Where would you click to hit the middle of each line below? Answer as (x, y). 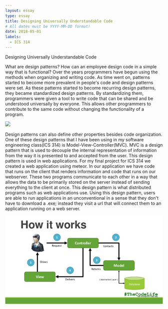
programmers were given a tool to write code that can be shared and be (79, 98)
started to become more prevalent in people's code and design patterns (79, 82)
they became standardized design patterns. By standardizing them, (74, 93)
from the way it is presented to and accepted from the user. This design (79, 155)
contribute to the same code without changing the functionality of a (74, 109)
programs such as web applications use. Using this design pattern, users (80, 193)
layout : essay (20, 10)
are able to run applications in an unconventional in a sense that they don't (82, 198)
